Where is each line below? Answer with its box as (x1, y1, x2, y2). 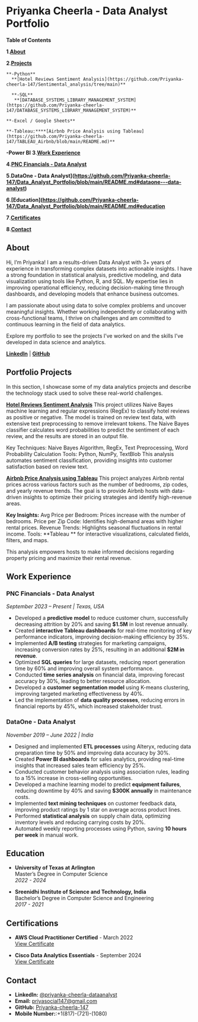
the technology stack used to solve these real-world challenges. (6, 389, 163, 397)
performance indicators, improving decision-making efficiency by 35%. (14, 633, 190, 640)
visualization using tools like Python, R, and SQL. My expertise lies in (6, 278, 174, 285)
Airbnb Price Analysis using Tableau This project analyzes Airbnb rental (6, 474, 185, 482)
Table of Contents (6, 36, 52, 43)
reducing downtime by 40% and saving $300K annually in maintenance (14, 787, 191, 794)
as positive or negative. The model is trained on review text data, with (6, 413, 176, 420)
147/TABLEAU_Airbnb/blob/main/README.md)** (6, 139, 116, 144)
